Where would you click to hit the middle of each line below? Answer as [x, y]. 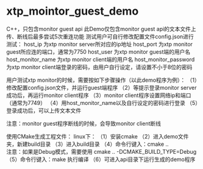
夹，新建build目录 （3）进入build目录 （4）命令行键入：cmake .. [87, 144]
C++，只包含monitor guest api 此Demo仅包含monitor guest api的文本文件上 [101, 29]
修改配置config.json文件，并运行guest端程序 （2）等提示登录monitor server [101, 87]
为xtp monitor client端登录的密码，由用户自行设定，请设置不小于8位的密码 [99, 67]
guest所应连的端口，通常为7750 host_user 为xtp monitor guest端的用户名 [98, 52]
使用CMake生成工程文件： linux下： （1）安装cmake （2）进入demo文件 [98, 136]
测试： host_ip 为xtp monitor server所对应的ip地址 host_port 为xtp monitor [100, 44]
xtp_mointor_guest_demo [73, 11]
